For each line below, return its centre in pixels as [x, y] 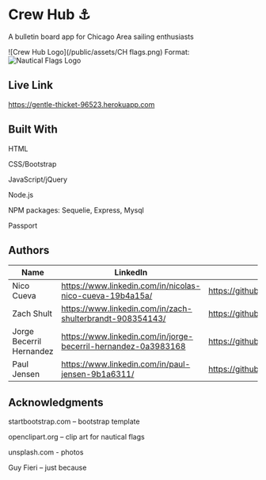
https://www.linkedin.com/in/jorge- [127, 336]
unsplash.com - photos [46, 452]
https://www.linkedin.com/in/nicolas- [131, 286]
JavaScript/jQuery [38, 179]
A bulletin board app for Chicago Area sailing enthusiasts [101, 36]
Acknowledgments [56, 402]
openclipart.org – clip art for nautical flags [76, 437]
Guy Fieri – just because [47, 468]
